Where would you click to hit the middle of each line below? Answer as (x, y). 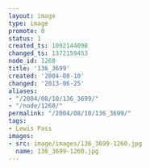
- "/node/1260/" (35, 106)
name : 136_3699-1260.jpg (57, 151)
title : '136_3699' (39, 69)
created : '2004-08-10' (46, 76)
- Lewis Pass (30, 128)
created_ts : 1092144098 (48, 46)
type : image (28, 23)
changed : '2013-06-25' (46, 83)
